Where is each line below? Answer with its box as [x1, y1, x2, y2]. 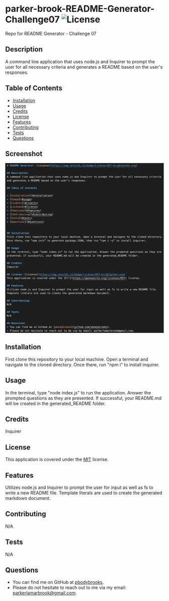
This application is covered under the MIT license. [5, 457, 109, 463]
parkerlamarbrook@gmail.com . [12, 590, 77, 596]
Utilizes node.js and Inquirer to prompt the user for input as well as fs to [5, 484, 153, 490]
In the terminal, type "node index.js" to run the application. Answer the [5, 389, 151, 395]
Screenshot [5, 149, 43, 158]
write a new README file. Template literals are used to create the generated [5, 490, 162, 496]
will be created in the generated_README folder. [5, 400, 106, 407]
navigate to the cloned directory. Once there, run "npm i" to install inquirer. [5, 362, 160, 368]
